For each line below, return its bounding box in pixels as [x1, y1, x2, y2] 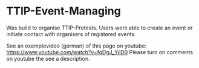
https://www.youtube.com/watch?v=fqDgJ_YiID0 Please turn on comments [6, 48, 194, 55]
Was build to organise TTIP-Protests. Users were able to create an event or [6, 24, 193, 31]
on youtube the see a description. [6, 55, 90, 62]
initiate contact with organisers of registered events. [6, 30, 136, 37]
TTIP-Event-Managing [6, 4, 121, 18]
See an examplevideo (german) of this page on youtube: [6, 42, 147, 49]
